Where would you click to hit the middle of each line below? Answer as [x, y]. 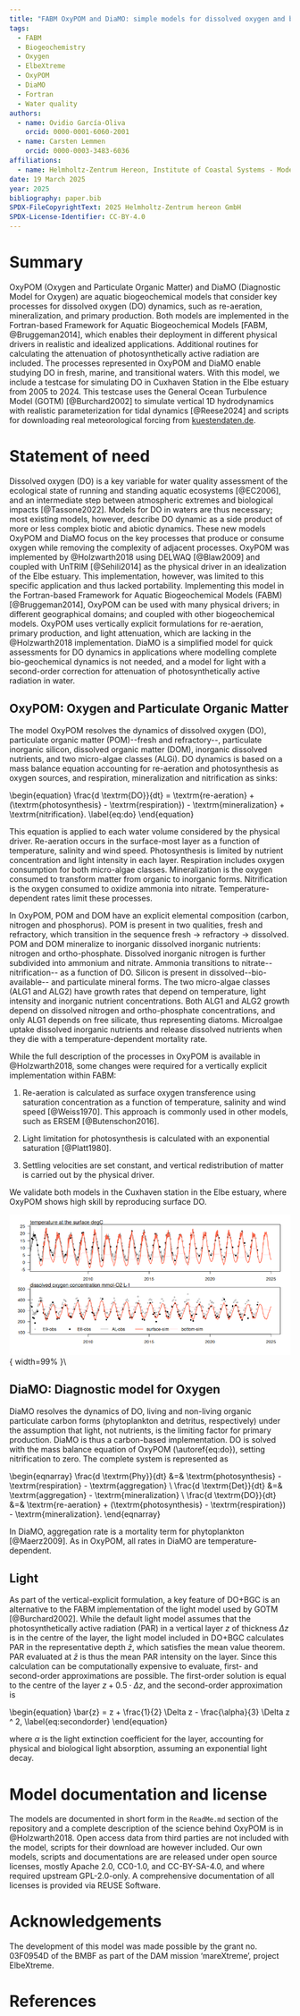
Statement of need [79, 457]
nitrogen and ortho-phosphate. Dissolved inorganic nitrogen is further [137, 953]
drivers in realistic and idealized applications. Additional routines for [134, 343]
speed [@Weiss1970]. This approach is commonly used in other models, [155, 1111]
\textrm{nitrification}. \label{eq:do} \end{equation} [102, 814]
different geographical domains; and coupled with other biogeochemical [142, 614]
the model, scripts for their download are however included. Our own [136, 1848]
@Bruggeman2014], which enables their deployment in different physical [143, 335]
